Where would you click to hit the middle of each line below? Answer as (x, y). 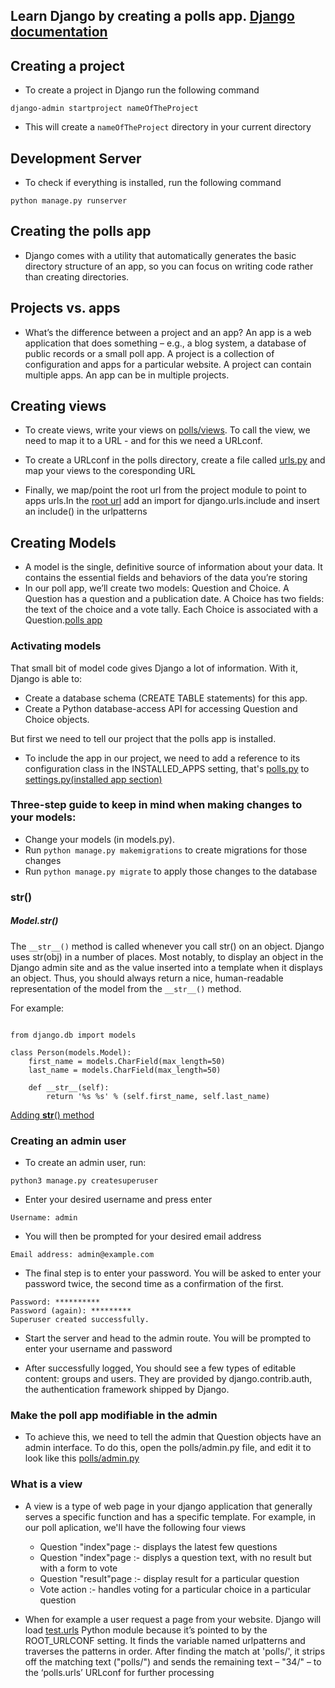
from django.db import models (73, 1035)
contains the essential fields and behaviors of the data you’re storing (166, 578)
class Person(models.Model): (71, 1052)
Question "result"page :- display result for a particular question (169, 1578)
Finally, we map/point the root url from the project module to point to (165, 490)
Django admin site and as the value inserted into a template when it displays (166, 967)
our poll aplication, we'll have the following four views (135, 1527)
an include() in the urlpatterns (86, 511)
